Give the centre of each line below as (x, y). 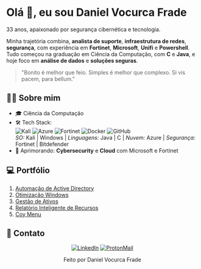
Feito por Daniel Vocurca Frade (102, 260)
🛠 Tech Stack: (33, 122)
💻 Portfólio (28, 170)
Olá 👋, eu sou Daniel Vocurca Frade (97, 13)
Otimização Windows (42, 195)
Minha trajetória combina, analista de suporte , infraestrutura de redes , (97, 41)
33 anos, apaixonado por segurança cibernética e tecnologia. (83, 29)
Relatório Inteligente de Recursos (57, 207)
